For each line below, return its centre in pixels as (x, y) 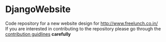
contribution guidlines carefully (38, 34)
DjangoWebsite (38, 9)
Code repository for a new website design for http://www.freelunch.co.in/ (81, 23)
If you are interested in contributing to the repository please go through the (83, 28)
